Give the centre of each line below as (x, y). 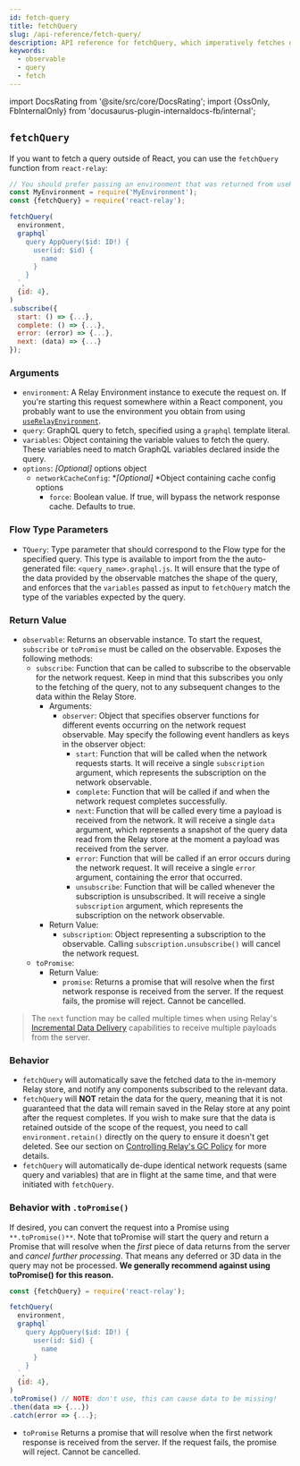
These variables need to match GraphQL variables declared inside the (150, 449)
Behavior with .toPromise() (69, 1207)
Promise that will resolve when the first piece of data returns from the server (150, 1246)
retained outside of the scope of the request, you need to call (135, 1128)
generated (41, 568)
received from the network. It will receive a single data (175, 820)
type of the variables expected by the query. (104, 597)
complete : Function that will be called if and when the (173, 791)
